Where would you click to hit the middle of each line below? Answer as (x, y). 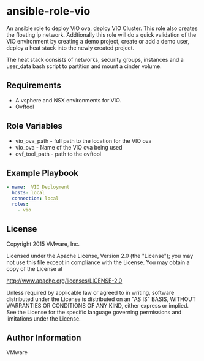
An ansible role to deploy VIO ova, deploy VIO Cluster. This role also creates (102, 28)
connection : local (36, 199)
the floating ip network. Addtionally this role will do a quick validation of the (101, 34)
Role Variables (34, 126)
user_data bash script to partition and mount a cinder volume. (84, 66)
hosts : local (28, 193)
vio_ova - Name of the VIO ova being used (69, 147)
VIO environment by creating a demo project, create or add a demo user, (98, 41)
